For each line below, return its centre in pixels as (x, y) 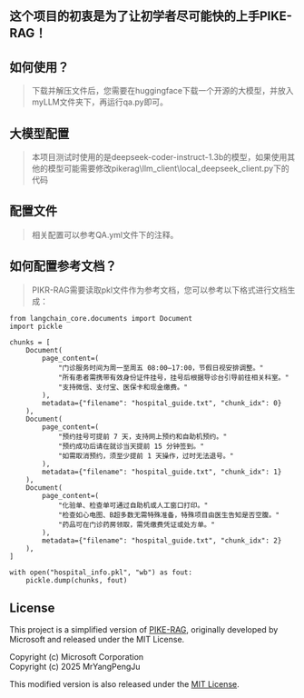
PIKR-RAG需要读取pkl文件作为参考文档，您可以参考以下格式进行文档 (159, 290)
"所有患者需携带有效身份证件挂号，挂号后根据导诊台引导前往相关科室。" (173, 377)
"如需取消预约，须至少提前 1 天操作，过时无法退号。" (146, 456)
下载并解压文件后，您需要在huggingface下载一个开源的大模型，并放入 (162, 91)
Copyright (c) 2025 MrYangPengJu (75, 667)
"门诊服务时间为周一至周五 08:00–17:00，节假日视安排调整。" (161, 368)
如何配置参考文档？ (63, 266)
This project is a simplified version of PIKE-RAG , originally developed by (144, 630)
